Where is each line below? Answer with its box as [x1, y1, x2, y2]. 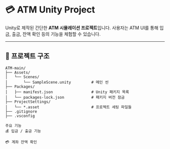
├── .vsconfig [5, 113, 35, 118]
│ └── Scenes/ [5, 74, 39, 80]
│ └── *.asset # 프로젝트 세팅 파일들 [5, 104, 132, 110]
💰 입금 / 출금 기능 [5, 128, 41, 133]
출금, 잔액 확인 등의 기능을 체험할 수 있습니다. [12, 31, 101, 37]
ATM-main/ [5, 65, 26, 70]
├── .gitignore [5, 109, 37, 114]
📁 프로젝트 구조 [5, 52, 50, 60]
